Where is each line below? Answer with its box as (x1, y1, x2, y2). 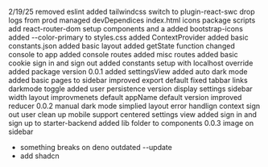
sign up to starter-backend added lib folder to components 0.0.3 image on (8, 119, 254, 127)
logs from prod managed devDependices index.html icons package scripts (8, 15, 256, 25)
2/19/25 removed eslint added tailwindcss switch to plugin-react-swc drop (8, 7, 255, 16)
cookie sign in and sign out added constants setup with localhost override (8, 58, 254, 68)
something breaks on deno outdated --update (19, 143, 173, 152)
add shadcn (19, 151, 60, 161)
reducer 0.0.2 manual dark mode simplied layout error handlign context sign (8, 101, 261, 111)
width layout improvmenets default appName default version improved (8, 93, 242, 102)
